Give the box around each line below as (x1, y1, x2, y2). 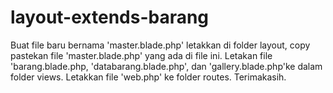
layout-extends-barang (10, 6, 210, 29)
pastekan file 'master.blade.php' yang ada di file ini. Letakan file (10, 49, 273, 61)
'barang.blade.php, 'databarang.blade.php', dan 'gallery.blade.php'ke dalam (10, 60, 323, 72)
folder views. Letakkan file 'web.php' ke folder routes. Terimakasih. (10, 71, 287, 83)
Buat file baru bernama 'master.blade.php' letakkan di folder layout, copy (10, 39, 311, 51)
